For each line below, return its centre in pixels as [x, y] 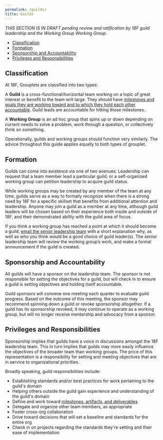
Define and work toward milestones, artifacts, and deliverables [75, 401]
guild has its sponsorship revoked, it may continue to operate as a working [80, 309]
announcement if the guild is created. [43, 247]
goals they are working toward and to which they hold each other [70, 105]
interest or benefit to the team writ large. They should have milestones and [80, 100]
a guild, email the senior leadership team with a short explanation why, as [79, 231]
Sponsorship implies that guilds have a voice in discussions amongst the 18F [82, 341]
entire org [22, 422]
